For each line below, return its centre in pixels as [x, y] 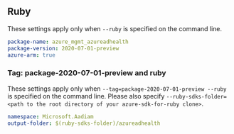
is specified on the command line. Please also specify [86, 96]
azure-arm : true [31, 55]
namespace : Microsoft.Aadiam [50, 116]
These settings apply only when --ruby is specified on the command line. [115, 28]
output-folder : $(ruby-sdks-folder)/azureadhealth [84, 123]
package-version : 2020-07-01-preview [63, 48]
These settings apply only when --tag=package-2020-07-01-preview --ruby [117, 89]
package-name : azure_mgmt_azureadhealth [68, 42]
